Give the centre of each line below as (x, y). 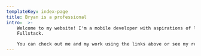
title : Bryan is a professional (46, 17)
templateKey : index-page (37, 11)
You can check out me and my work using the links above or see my (103, 44)
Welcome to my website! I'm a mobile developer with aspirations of (104, 28)
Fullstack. (31, 34)
